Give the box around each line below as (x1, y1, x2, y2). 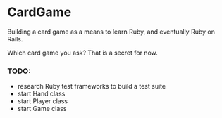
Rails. (7, 34, 23, 43)
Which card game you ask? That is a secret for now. (7, 48, 158, 57)
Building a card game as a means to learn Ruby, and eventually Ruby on (7, 27, 215, 36)
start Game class (17, 105, 67, 113)
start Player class (17, 97, 68, 105)
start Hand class (17, 89, 66, 98)
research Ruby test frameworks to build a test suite (17, 82, 166, 91)
